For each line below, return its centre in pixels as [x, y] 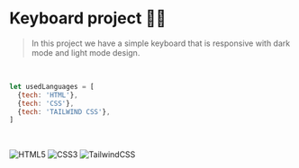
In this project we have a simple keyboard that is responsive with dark [161, 43]
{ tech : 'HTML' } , [48, 95]
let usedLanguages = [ [52, 86]
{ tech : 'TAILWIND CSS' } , [64, 111]
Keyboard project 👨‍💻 [88, 18]
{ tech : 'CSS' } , [46, 103]
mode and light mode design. [86, 52]
